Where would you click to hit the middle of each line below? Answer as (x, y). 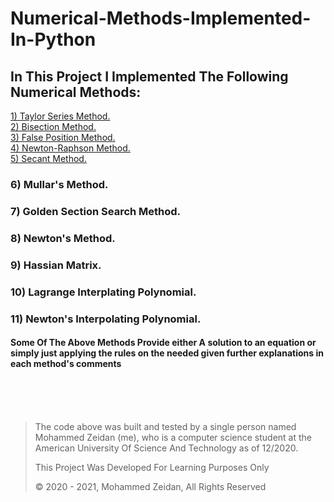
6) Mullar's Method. (59, 184)
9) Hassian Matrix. (56, 265)
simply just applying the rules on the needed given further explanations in (167, 353)
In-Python (53, 39)
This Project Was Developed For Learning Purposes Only (152, 467)
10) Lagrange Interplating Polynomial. (103, 292)
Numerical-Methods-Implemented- (161, 18)
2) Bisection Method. (53, 126)
